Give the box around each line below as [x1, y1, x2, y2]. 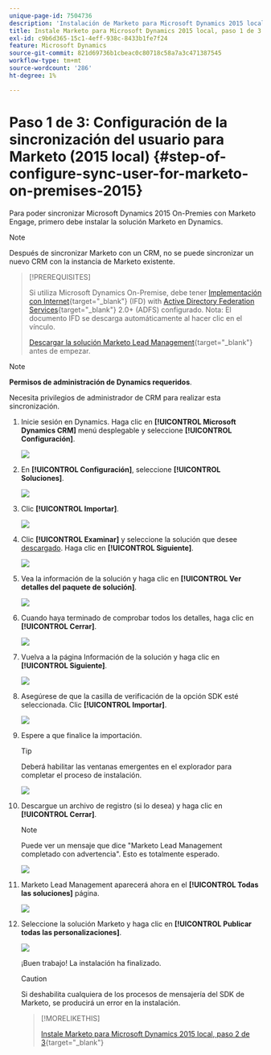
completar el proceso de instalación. [20, 770, 142, 780]
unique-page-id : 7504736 [9, 11, 92, 20]
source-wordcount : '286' [9, 64, 92, 72]
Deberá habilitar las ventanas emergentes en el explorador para [20, 761, 232, 771]
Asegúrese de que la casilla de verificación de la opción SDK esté [20, 691, 239, 700]
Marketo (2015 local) [9, 147, 150, 166]
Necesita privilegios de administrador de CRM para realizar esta [9, 392, 221, 402]
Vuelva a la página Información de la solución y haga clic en [20, 652, 220, 662]
